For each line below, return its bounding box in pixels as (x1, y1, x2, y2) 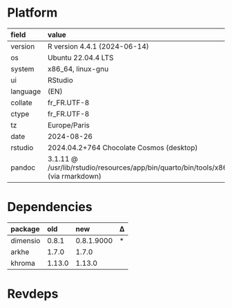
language (10, 87, 41, 96)
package (10, 224, 40, 233)
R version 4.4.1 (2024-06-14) (47, 42, 150, 51)
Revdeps (7, 286, 59, 302)
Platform (7, 5, 58, 21)
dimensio (10, 235, 41, 245)
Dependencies (7, 199, 93, 215)
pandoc (10, 163, 36, 172)
